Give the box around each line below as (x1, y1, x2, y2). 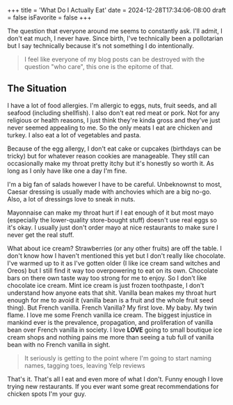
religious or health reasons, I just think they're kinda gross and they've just (7, 116, 220, 124)
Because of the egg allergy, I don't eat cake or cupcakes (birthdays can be (7, 144, 221, 153)
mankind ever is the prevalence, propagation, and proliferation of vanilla (7, 318, 214, 326)
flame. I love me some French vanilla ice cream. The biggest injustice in (7, 310, 212, 319)
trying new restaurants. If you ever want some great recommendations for (7, 382, 219, 390)
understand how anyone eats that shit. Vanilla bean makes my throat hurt (7, 289, 217, 297)
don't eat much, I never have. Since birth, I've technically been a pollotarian (7, 34, 224, 43)
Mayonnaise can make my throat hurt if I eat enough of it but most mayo (7, 208, 214, 217)
